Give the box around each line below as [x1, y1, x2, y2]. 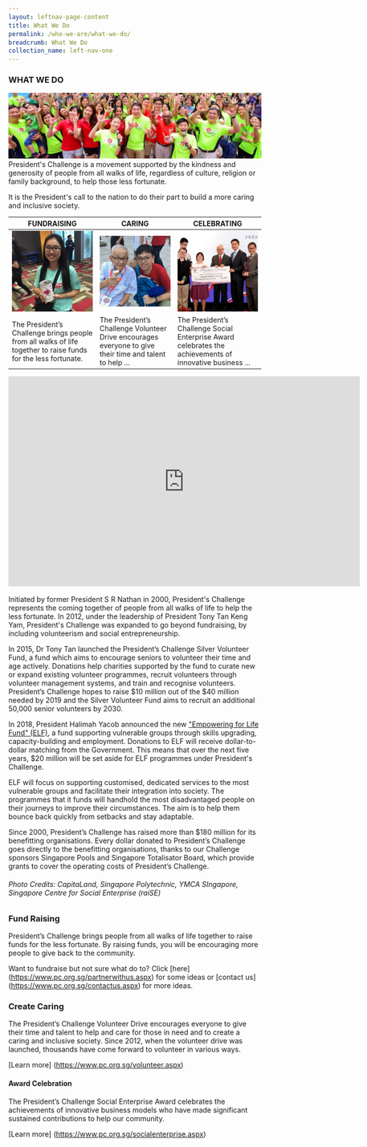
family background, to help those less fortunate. [8, 177, 167, 186]
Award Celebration [8, 1079, 72, 1088]
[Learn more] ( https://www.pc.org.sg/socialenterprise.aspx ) [8, 1129, 206, 1139]
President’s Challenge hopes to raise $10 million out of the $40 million [8, 686, 239, 696]
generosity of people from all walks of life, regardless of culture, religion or [8, 169, 256, 178]
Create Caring [8, 1001, 64, 1012]
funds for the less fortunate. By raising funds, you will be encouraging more [8, 940, 259, 950]
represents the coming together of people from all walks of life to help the [8, 603, 253, 612]
